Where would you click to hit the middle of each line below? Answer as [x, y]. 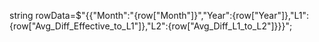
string [21, 15]
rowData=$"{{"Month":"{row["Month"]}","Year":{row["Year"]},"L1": [172, 15]
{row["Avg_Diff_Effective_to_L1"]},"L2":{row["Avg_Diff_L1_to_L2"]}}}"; [151, 26]
